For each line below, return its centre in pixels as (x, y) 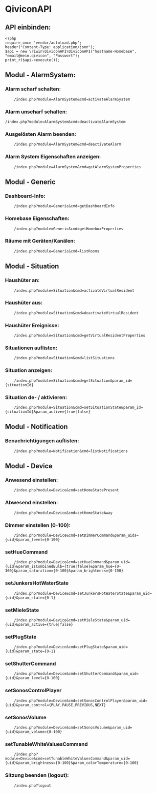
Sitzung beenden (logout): (37, 775)
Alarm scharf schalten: (33, 89)
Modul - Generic (30, 182)
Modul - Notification (36, 427)
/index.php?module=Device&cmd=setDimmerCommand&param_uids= (76, 535)
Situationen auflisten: (31, 348)
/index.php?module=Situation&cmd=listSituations (64, 358)
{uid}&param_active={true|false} (39, 624)
